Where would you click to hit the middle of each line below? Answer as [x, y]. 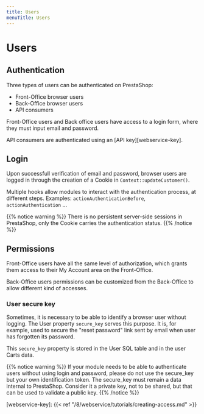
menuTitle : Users [28, 18]
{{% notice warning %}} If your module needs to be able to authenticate [97, 367]
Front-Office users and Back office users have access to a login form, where [102, 121]
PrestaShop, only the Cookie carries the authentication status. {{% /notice [99, 223]
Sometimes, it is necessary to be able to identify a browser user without [96, 317]
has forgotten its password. [40, 337]
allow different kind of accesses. [47, 288]
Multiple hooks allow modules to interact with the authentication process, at [101, 192]
